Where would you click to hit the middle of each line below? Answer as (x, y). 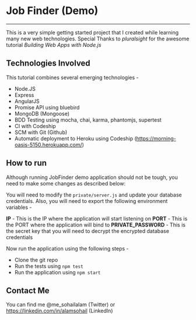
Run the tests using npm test (49, 266)
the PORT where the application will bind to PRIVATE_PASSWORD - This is (96, 225)
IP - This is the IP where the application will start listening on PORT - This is (97, 218)
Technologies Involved (48, 63)
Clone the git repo (36, 260)
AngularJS (27, 101)
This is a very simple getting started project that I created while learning (92, 32)
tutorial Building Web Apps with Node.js (54, 44)
